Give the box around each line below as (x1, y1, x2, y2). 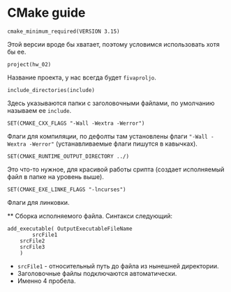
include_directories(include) (7, 86, 96, 93)
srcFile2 (20, 237, 45, 245)
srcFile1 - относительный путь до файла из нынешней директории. (17, 261, 219, 270)
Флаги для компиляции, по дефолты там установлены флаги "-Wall (7, 132, 208, 140)
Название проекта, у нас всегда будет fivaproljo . (7, 73, 157, 82)
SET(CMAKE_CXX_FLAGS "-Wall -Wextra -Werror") (7, 120, 145, 127)
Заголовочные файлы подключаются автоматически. (17, 269, 177, 277)
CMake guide (7, 5, 86, 21)
